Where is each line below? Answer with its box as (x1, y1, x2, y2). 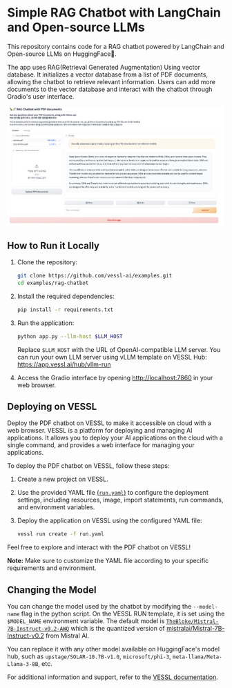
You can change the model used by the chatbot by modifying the (7, 602, 192, 611)
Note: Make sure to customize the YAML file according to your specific (7, 557, 209, 565)
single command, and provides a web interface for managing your (7, 441, 195, 449)
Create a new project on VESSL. (17, 475, 108, 484)
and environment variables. (17, 503, 95, 511)
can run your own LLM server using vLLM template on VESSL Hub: (17, 353, 207, 361)
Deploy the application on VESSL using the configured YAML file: (17, 516, 202, 525)
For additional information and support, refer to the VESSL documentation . (7, 673, 219, 681)
